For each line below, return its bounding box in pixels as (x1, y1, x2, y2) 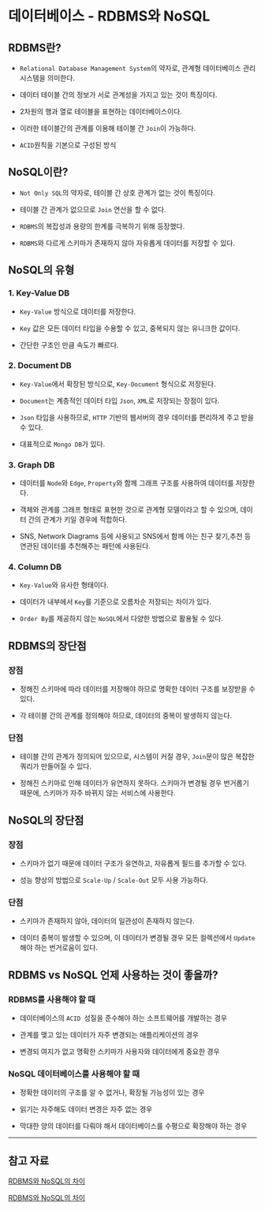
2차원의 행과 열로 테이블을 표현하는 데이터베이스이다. (19, 107, 183, 116)
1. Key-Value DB (8, 288, 70, 299)
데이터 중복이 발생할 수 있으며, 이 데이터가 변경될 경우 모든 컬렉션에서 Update (19, 933, 256, 943)
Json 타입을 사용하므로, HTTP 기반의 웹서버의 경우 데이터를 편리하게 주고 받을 (19, 412, 255, 422)
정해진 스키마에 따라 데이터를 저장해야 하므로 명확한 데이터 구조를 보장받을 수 (19, 684, 256, 694)
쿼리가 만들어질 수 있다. (19, 761, 92, 771)
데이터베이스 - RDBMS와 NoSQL (8, 7, 211, 25)
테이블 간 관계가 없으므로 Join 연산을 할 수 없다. (19, 204, 166, 214)
